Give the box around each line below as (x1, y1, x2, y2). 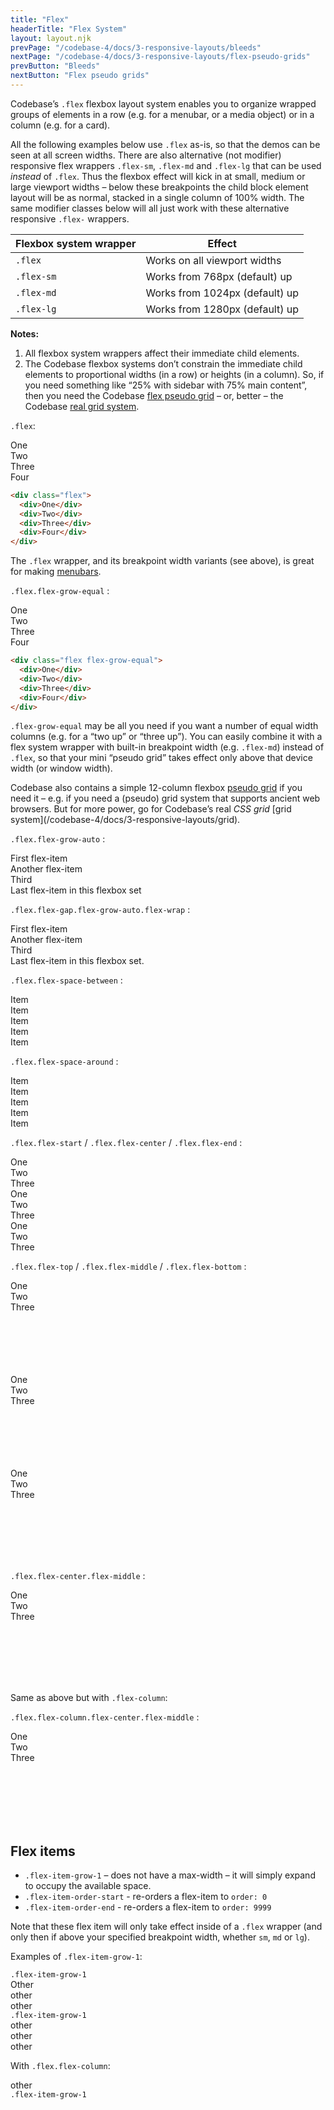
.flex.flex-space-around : (10, 1056, 119, 1068)
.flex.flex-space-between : (10, 974, 123, 986)
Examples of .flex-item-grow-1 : (10, 1951, 143, 1963)
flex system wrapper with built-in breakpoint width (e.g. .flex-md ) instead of (10, 741, 325, 753)
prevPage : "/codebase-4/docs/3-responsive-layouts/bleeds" (10, 42, 262, 53)
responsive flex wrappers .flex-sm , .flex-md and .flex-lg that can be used (10, 159, 322, 171)
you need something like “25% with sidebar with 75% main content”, (24, 379, 308, 391)
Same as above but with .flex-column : (10, 1692, 168, 1704)
